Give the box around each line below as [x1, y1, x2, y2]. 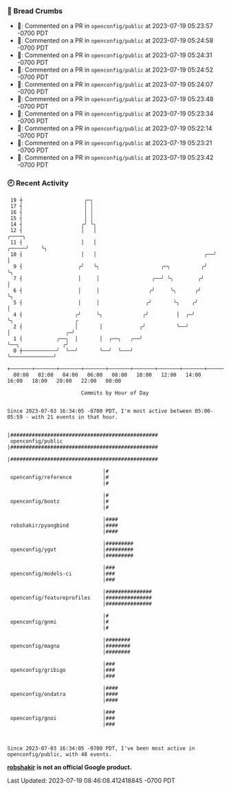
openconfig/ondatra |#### [10, 690, 118, 697]
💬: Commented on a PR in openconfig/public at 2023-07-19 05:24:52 [16, 65, 214, 74]
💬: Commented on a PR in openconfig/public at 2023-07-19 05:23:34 [16, 109, 214, 118]
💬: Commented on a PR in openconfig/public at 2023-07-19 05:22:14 [16, 124, 212, 133]
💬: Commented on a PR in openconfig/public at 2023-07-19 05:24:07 [16, 81, 213, 89]
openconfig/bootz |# [10, 498, 109, 505]
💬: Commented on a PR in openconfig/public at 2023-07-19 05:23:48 [16, 95, 214, 103]
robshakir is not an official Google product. [7, 763, 132, 771]
